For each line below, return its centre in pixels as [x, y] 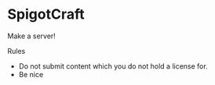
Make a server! [31, 36]
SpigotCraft [46, 14]
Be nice [31, 74]
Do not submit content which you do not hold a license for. [113, 66]
